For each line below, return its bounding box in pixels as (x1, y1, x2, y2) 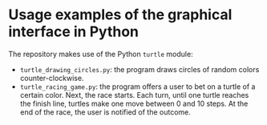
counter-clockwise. (19, 73, 84, 83)
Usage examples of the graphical (8, 6, 233, 24)
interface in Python (8, 22, 139, 41)
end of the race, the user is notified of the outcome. (19, 107, 191, 117)
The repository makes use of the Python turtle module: (8, 49, 194, 58)
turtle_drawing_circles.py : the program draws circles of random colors (19, 64, 260, 74)
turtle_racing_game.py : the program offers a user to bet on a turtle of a (19, 82, 256, 91)
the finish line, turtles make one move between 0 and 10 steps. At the (19, 99, 249, 108)
